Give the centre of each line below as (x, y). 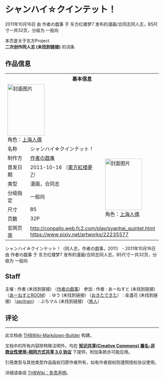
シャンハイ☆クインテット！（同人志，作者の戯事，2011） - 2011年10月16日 (81, 248)
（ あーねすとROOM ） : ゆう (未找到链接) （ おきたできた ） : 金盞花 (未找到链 (82, 295)
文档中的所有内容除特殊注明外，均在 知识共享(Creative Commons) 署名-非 (80, 346)
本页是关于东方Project (27, 41)
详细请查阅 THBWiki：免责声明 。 (38, 373)
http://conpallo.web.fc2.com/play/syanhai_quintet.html (92, 228)
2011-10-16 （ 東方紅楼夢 (61, 167)
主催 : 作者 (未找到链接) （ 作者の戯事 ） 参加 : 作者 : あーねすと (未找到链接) (80, 289)
